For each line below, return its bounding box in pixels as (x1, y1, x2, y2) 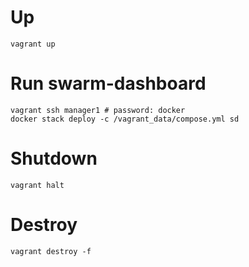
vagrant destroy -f (10, 246, 92, 256)
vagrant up (10, 39, 56, 49)
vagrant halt (10, 180, 65, 190)
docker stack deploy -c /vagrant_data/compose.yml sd (10, 114, 240, 124)
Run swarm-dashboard (10, 72, 207, 95)
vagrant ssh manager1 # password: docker (10, 105, 186, 115)
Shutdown (10, 147, 98, 170)
